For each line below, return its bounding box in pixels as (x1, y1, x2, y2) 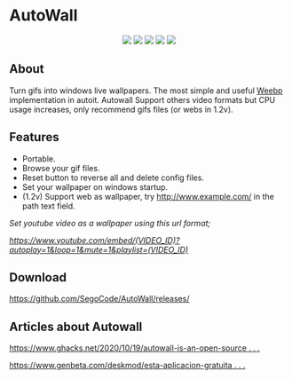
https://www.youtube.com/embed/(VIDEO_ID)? (9, 234, 180, 245)
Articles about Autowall (9, 319, 143, 334)
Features (9, 130, 59, 145)
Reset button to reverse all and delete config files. (21, 172, 204, 183)
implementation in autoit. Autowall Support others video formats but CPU (9, 94, 276, 105)
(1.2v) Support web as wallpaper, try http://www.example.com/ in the (21, 191, 275, 201)
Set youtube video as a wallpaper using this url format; (9, 217, 211, 228)
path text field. (21, 201, 75, 211)
